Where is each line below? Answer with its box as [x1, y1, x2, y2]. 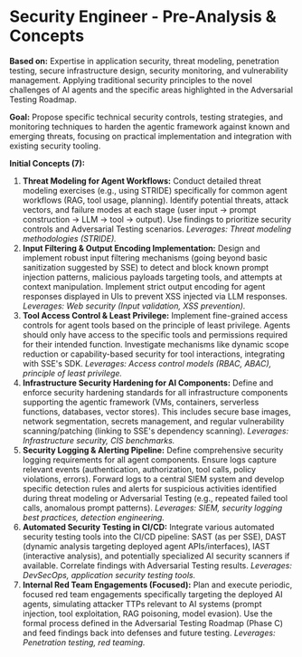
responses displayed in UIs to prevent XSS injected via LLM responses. [22, 290, 288, 301]
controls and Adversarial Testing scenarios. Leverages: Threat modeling [22, 224, 292, 234]
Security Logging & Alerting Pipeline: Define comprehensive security [22, 444, 284, 455]
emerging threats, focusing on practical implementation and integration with [9, 130, 292, 141]
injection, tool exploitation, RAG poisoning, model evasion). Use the [22, 608, 273, 619]
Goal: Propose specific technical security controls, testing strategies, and [9, 111, 283, 122]
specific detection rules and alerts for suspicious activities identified [22, 482, 278, 494]
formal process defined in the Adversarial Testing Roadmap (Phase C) [22, 617, 283, 628]
